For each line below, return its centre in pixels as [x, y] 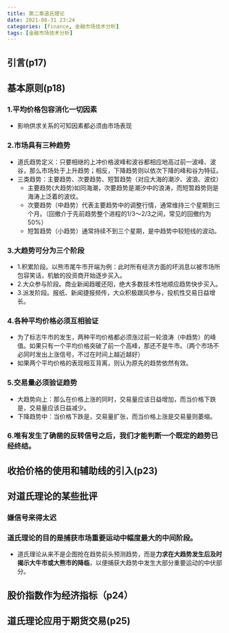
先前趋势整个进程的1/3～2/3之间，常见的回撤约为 [142, 213]
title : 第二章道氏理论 [36, 13]
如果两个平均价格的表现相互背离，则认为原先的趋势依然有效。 [105, 363]
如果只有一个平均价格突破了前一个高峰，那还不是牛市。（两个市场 [121, 346]
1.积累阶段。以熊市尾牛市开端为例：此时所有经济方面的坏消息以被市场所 [119, 266]
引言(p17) [27, 62]
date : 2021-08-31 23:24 [41, 20]
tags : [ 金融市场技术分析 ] [40, 33]
